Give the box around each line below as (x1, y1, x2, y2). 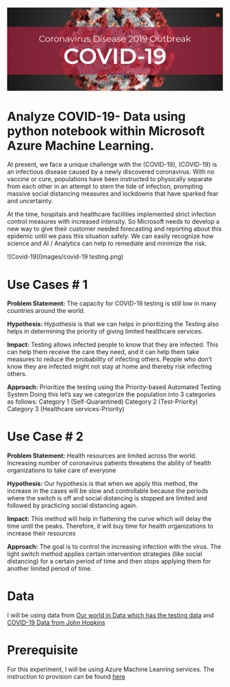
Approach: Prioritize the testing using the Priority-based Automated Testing (7, 383, 221, 391)
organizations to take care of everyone (7, 466, 116, 474)
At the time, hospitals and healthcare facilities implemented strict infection (7, 210, 216, 218)
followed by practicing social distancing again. (7, 502, 138, 510)
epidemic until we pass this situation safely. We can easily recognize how (7, 232, 214, 240)
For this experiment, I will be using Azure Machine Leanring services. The (7, 665, 214, 673)
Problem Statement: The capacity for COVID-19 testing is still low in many (7, 299, 217, 307)
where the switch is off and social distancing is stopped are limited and (7, 494, 207, 502)
